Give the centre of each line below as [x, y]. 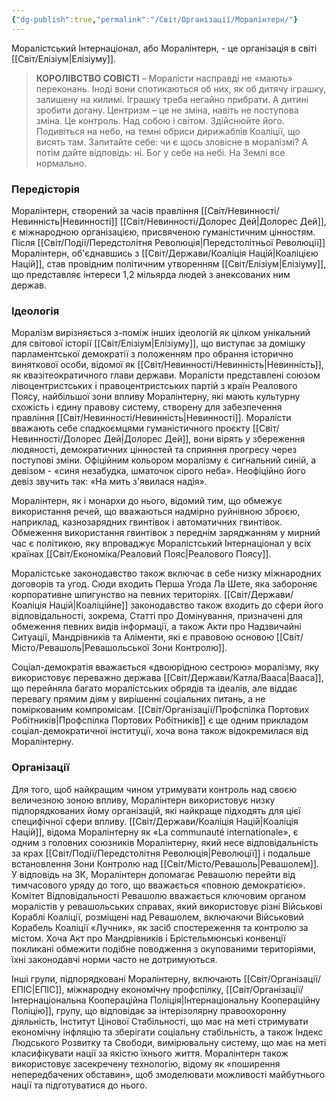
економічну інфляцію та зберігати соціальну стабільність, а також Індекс [167, 1032]
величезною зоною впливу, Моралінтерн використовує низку [143, 800]
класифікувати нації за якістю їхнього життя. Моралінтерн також [150, 1053]
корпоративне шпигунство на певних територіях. [116, 595]
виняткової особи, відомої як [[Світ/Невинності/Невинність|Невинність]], [167, 365]
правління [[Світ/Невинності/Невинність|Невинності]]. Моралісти [151, 418]
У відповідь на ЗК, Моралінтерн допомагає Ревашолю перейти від [153, 874]
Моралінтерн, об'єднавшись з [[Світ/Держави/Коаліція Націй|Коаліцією [165, 253]
